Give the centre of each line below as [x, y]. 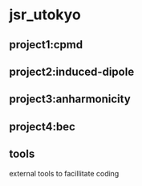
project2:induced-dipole [72, 71]
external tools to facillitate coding [64, 173]
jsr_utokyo [45, 15]
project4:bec [42, 126]
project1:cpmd [46, 45]
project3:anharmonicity [70, 99]
